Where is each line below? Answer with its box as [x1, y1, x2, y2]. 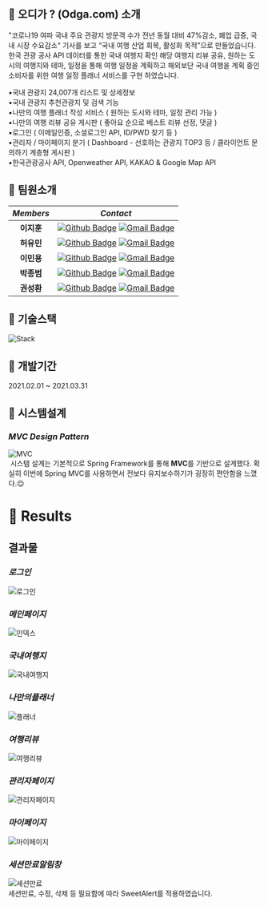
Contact [99, 207, 132, 219]
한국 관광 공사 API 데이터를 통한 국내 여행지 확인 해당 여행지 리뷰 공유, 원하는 [8, 50, 247, 60]
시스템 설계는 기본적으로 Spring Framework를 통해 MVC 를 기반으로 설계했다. [10, 458, 252, 468]
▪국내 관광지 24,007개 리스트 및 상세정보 [8, 87, 136, 97]
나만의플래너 [8, 692, 54, 703]
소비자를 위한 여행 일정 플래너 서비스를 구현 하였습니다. [8, 70, 179, 80]
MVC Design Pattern [8, 431, 90, 442]
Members [12, 207, 50, 219]
